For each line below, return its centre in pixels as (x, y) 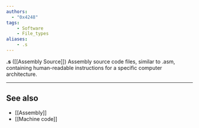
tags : (13, 23)
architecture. (22, 74)
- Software (30, 28)
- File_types (33, 34)
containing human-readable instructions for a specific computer (84, 68)
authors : (17, 12)
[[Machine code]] (36, 119)
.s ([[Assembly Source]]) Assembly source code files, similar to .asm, (91, 61)
